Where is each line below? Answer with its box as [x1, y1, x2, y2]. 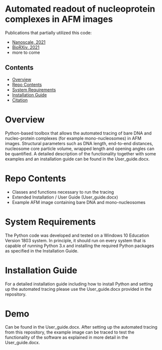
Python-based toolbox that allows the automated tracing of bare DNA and [5, 130, 152, 136]
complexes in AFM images [5, 14, 113, 25]
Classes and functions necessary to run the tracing [12, 189, 114, 195]
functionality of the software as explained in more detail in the [5, 334, 128, 340]
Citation [12, 97, 28, 103]
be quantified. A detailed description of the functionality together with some [5, 150, 156, 156]
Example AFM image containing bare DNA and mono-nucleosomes [12, 199, 146, 205]
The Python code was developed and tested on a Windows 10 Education [5, 232, 149, 238]
